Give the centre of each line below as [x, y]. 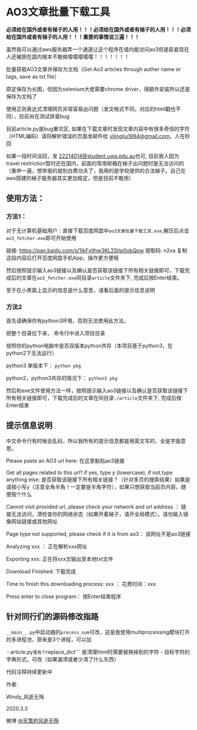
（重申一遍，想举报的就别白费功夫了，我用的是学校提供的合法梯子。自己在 [96, 171]
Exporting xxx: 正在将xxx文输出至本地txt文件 [60, 559]
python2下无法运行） [32, 353]
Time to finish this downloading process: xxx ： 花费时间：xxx [81, 584]
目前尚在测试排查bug [44, 116]
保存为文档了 [21, 96]
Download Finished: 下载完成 [41, 571]
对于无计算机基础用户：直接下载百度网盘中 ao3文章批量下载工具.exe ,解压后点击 [98, 231]
